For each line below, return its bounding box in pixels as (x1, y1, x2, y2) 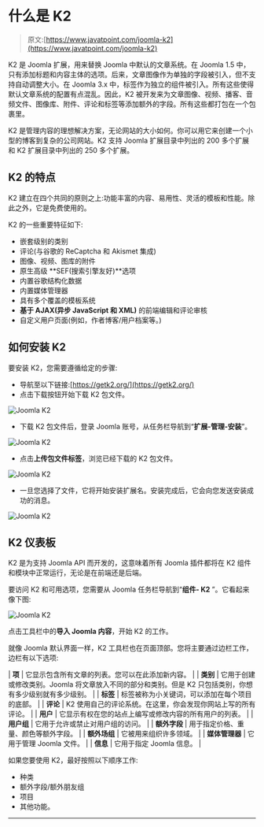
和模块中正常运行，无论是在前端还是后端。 (8, 568, 146, 577)
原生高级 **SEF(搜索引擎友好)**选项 (19, 265, 136, 276)
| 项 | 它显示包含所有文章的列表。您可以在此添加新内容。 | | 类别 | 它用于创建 (8, 670, 255, 680)
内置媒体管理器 (19, 285, 68, 295)
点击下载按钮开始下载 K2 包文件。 (19, 389, 130, 399)
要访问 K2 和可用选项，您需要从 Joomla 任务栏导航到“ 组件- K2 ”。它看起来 (8, 584, 250, 595)
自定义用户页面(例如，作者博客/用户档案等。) (19, 315, 163, 324)
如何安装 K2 (8, 340, 67, 354)
